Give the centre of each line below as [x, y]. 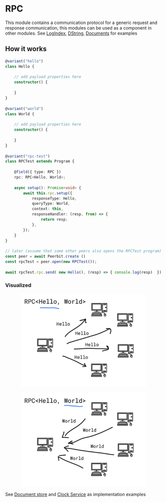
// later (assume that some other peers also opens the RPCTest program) [83, 251]
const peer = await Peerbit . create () [45, 257]
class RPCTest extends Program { [40, 161]
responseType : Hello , [54, 198]
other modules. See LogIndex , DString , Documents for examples [71, 33]
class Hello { [20, 66]
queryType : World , [51, 204]
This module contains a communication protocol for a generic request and [81, 23]
